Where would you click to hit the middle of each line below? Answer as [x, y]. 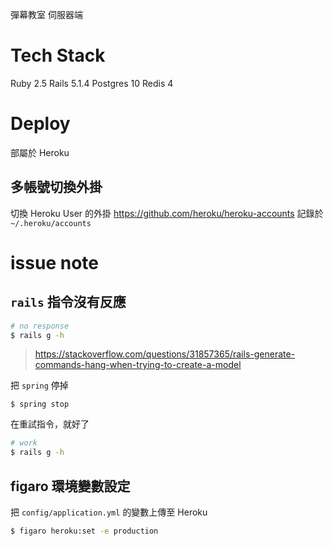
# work [24, 443]
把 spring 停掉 [39, 385]
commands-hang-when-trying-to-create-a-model [138, 365]
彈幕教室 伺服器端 [46, 14]
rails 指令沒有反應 [68, 302]
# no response [40, 326]
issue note [54, 262]
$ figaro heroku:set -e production [84, 531]
